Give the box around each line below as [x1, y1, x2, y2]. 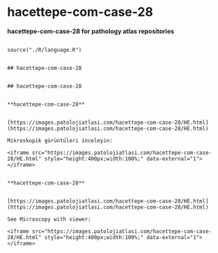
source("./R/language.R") [7, 46, 82, 53]
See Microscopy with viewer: [7, 216, 91, 223]
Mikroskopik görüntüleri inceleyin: [7, 137, 113, 144]
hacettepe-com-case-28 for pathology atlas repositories [7, 27, 174, 35]
